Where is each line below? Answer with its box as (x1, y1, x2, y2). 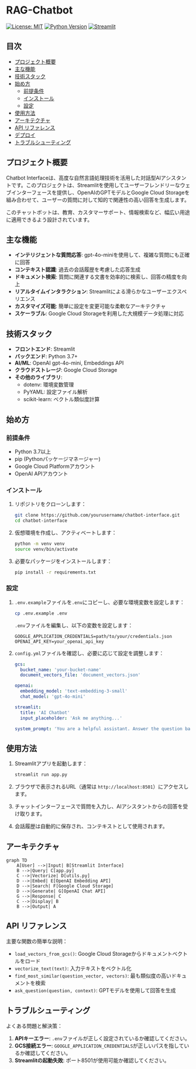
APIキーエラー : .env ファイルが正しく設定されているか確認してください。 (14, 1034, 190, 1041)
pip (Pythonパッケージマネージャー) (14, 455, 101, 462)
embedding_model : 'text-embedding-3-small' (20, 688, 128, 694)
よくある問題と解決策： (6, 1022, 63, 1029)
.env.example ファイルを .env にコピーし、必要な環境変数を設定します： (14, 599, 185, 606)
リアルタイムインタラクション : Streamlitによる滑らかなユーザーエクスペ (14, 288, 187, 295)
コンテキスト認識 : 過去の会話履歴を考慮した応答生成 (14, 266, 141, 273)
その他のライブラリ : (14, 374, 63, 381)
